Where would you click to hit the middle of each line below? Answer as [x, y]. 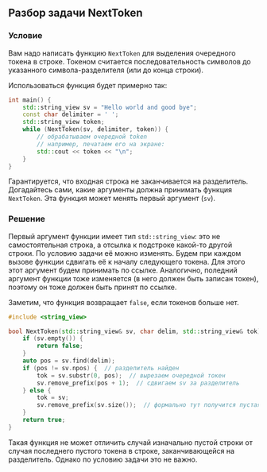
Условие [25, 36]
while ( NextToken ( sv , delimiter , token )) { [96, 130]
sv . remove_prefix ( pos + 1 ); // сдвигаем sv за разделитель [138, 383]
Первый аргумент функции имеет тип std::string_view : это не [114, 236]
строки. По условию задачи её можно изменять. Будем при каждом [125, 253]
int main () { [30, 100]
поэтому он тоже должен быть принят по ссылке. [93, 287]
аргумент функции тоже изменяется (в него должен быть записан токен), [133, 278]
